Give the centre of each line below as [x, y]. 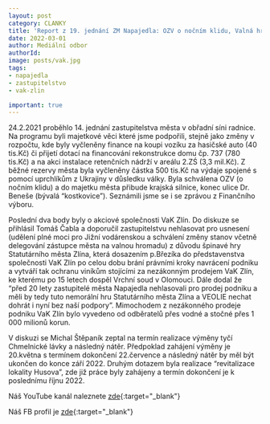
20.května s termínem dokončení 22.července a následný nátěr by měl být [131, 355]
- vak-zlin [27, 90]
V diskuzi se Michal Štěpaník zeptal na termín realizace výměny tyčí [121, 338]
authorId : [25, 53]
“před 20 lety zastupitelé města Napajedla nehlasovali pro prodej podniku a [133, 288]
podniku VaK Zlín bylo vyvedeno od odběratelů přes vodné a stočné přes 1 [131, 314]
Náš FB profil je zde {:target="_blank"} [71, 412]
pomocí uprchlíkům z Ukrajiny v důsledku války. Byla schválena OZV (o [126, 179]
